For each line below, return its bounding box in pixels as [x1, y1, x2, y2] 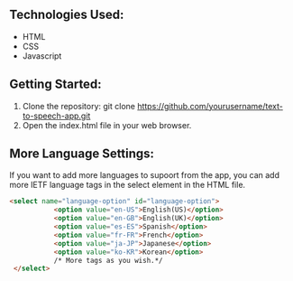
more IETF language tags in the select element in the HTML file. [9, 180, 246, 191]
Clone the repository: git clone [22, 100, 135, 111]
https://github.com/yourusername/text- [136, 100, 284, 111]
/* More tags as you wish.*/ [53, 256, 164, 265]
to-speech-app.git [22, 110, 91, 121]
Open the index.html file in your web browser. [22, 119, 192, 130]
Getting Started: [9, 77, 102, 92]
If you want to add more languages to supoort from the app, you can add [9, 170, 280, 181]
